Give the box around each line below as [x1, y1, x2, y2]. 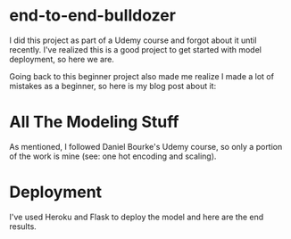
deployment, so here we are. [9, 54, 114, 64]
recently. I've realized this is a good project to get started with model [9, 44, 262, 54]
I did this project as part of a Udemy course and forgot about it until [9, 35, 257, 45]
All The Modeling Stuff [9, 112, 179, 132]
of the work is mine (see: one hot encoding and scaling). [9, 151, 217, 161]
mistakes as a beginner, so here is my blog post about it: [9, 80, 217, 91]
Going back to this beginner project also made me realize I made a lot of [9, 70, 275, 81]
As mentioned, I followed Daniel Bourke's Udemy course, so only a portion [9, 141, 283, 152]
